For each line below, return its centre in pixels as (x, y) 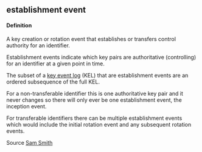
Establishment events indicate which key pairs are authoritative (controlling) (101, 57)
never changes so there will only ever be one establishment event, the (94, 100)
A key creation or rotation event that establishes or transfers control (91, 39)
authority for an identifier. (38, 45)
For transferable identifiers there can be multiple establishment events (94, 118)
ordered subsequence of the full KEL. (53, 82)
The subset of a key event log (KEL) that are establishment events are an (97, 75)
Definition (19, 25)
